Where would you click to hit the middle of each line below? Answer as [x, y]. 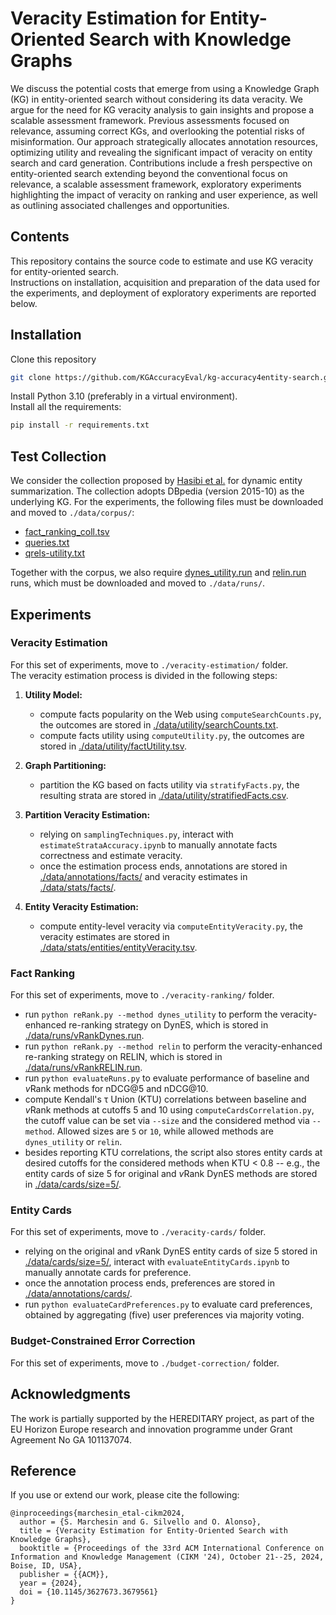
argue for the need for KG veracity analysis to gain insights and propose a [162, 109]
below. [24, 303]
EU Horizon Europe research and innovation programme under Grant [151, 1429]
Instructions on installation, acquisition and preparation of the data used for [165, 282]
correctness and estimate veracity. [111, 855]
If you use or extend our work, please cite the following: [125, 1495]
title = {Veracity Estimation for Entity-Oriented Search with [153, 1531]
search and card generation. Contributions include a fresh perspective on [161, 163]
